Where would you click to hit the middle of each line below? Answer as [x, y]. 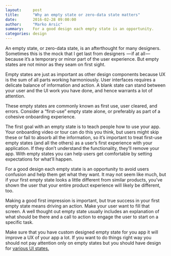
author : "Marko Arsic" [34, 24]
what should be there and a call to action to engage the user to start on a [82, 217]
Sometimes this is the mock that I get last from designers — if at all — [78, 54]
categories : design [26, 34]
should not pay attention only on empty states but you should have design [83, 243]
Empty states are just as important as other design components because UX [86, 74]
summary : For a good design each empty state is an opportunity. [80, 29]
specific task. [19, 222]
